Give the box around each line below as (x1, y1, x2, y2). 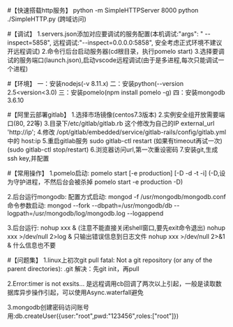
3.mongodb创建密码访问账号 (7, 303, 89, 311)
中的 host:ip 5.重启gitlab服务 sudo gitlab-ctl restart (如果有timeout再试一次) (7, 137, 223, 145)
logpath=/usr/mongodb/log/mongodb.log (7, 209, 126, 217)
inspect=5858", (7, 38, 52, 47)
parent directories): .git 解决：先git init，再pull (7, 265, 140, 272)
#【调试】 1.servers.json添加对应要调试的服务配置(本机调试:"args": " (7, 30, 204, 38)
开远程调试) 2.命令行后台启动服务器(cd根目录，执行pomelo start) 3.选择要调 (7, 48, 225, 55)
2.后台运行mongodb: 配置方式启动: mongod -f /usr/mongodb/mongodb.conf (7, 193, 227, 201)
